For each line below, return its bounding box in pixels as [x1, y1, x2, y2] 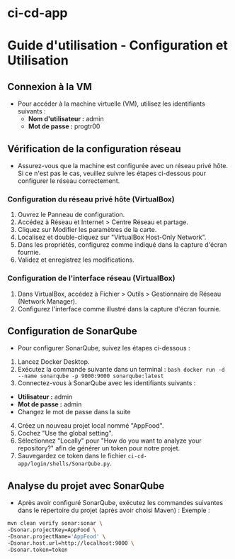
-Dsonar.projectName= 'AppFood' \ [7, 533, 106, 540]
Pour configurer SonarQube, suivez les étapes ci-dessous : [17, 344, 190, 353]
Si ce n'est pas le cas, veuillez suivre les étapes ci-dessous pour [17, 169, 207, 177]
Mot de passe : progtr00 [28, 122, 101, 131]
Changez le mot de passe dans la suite [17, 408, 131, 416]
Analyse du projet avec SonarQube [7, 480, 165, 492]
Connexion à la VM [7, 80, 92, 93]
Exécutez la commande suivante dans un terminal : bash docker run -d [17, 365, 225, 374]
